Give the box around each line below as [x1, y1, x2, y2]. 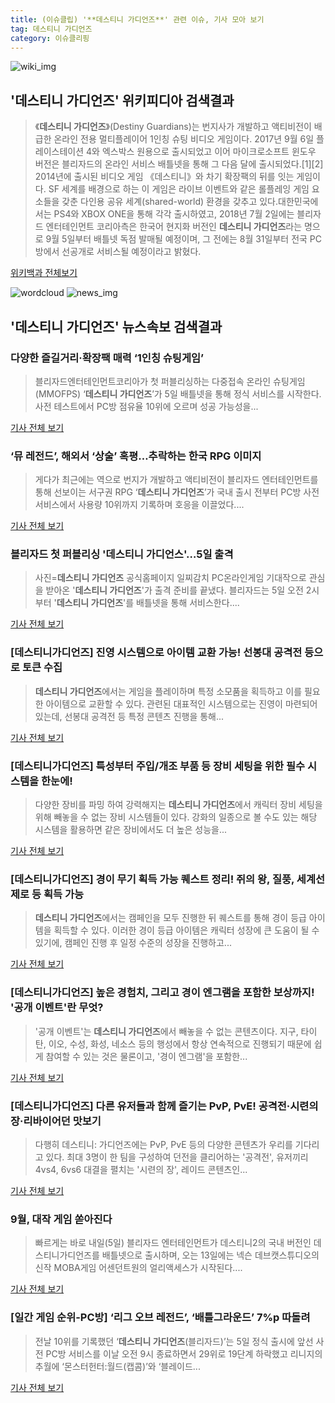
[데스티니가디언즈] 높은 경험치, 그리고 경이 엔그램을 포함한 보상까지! [10, 986, 315, 1000]
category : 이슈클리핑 [10, 33, 90, 43]
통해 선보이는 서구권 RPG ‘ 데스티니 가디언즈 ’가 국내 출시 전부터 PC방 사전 [34, 486, 320, 498]
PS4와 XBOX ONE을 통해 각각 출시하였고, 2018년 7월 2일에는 [53, 208, 295, 220]
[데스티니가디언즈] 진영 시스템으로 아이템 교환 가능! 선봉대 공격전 [10, 646, 303, 660]
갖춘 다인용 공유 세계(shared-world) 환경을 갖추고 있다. [61, 196, 278, 208]
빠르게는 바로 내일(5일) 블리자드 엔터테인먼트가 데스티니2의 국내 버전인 [34, 1237, 312, 1249]
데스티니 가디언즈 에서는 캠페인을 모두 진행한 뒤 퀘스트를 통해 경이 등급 [34, 912, 307, 924]
